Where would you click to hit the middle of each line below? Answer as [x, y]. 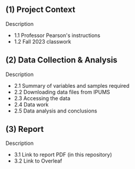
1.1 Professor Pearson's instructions [57, 35]
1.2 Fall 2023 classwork [42, 41]
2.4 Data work [31, 104]
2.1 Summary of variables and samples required [72, 85]
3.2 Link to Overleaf [38, 161]
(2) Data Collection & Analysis [62, 60]
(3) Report [25, 129]
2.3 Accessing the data [42, 98]
